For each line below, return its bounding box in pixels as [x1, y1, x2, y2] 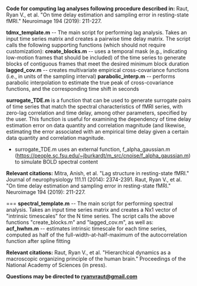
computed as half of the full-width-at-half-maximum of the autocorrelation [6, 231, 188, 238]
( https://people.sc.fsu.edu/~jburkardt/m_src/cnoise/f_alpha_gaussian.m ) [14, 152, 191, 159]
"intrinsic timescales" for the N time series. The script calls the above [6, 212, 175, 219]
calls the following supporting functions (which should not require [6, 41, 166, 48]
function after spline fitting [6, 238, 71, 244]
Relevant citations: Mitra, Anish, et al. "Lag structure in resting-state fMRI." [6, 170, 189, 176]
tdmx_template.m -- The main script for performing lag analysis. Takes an [6, 29, 187, 36]
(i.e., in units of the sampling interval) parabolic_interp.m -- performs [6, 73, 176, 80]
